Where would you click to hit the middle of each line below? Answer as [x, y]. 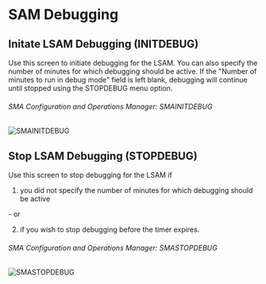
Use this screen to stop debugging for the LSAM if [90, 175]
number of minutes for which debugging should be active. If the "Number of [133, 71]
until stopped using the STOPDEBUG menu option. [91, 88]
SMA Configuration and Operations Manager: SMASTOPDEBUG [113, 248]
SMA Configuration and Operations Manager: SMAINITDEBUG [110, 106]
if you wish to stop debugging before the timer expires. [110, 230]
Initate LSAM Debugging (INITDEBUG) [104, 44]
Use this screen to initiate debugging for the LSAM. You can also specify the [133, 63]
